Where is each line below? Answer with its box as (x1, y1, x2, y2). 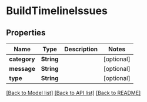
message (9, 65, 35, 73)
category (9, 55, 35, 63)
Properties (6, 28, 46, 38)
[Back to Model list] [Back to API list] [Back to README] (6, 90, 141, 96)
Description (64, 45, 98, 53)
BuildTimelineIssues (6, 4, 108, 18)
